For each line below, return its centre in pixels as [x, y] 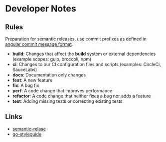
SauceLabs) [25, 70]
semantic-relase [29, 129]
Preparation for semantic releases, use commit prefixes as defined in [76, 39]
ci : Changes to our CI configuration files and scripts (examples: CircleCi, [86, 64]
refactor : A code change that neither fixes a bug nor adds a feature [82, 96]
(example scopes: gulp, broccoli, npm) [52, 59]
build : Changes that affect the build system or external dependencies [84, 54]
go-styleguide [27, 134]
